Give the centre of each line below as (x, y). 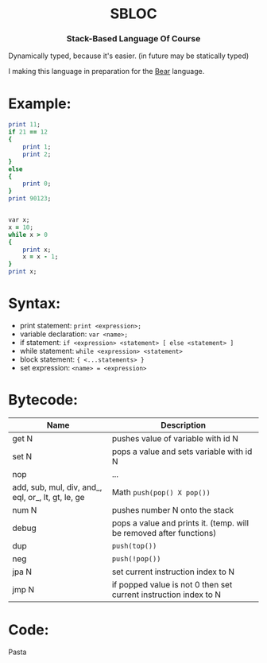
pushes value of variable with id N (175, 438)
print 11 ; (25, 125)
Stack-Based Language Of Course (133, 39)
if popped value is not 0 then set (172, 584)
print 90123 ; (30, 199)
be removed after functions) (164, 533)
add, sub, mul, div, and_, (57, 487)
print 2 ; (37, 154)
